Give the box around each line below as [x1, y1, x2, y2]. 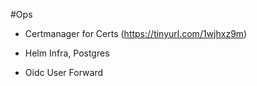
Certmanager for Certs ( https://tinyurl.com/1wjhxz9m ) [24, 28, 248, 39]
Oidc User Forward [24, 67, 103, 78]
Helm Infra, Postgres [24, 47, 110, 59]
